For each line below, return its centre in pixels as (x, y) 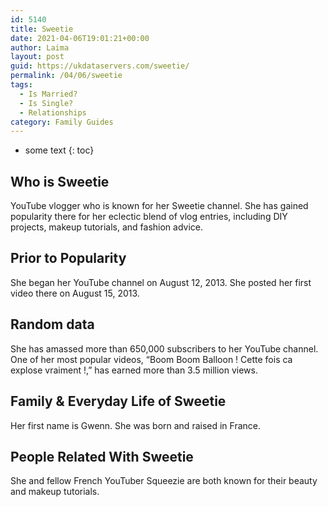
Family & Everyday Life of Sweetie (118, 401)
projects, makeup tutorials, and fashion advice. (106, 227)
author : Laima (40, 47)
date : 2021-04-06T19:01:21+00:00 (80, 38)
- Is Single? (46, 103)
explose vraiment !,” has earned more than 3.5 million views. (134, 370)
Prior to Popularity (68, 258)
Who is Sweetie (60, 181)
